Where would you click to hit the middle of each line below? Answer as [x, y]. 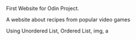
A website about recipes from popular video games [68, 19]
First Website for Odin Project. [43, 8]
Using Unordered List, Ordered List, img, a [57, 31]
